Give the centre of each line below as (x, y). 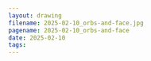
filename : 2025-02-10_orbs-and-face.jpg (76, 23)
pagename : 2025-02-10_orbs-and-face (69, 30)
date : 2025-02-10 (37, 38)
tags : (17, 45)
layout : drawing (35, 15)
